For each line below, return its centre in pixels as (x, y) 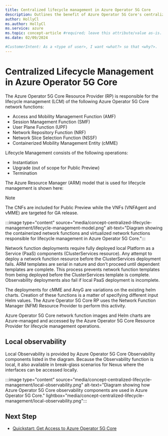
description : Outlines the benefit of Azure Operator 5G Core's (73, 15)
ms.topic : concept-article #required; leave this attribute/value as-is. (84, 33)
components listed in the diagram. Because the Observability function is (79, 359)
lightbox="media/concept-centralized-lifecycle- (95, 395)
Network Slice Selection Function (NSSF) (55, 138)
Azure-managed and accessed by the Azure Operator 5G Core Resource (80, 320)
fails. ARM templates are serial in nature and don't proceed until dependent (82, 264)
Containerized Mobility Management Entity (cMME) (65, 143)
